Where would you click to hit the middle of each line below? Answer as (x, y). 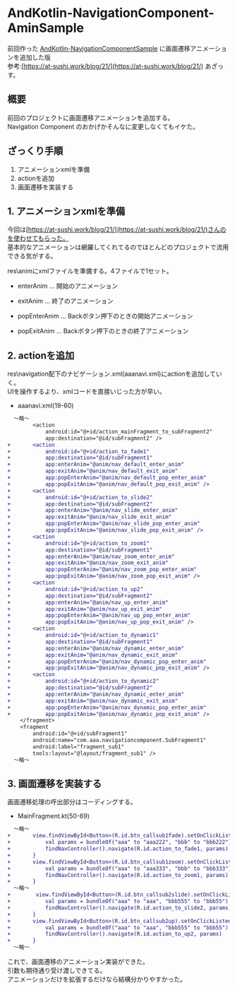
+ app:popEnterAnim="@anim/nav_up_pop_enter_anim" (99, 616)
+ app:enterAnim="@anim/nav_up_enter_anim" (88, 602)
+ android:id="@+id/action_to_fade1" (79, 451)
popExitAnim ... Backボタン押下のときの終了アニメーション (103, 331)
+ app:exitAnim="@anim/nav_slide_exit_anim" (90, 517)
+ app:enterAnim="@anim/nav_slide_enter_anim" (93, 511)
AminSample (46, 28)
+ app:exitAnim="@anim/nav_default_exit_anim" (93, 471)
